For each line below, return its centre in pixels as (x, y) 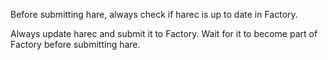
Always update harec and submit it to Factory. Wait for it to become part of (164, 33)
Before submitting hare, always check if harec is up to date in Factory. (154, 14)
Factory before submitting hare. (75, 44)
